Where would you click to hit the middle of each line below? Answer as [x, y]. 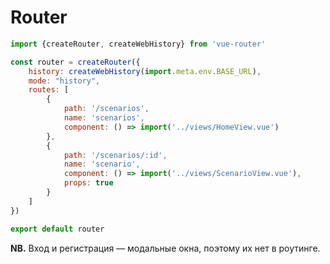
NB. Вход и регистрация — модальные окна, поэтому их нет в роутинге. [165, 248]
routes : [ [49, 90]
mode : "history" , [64, 81]
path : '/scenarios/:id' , [115, 155]
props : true [88, 183]
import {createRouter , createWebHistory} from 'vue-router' [138, 44]
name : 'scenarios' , [104, 118]
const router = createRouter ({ [75, 62]
